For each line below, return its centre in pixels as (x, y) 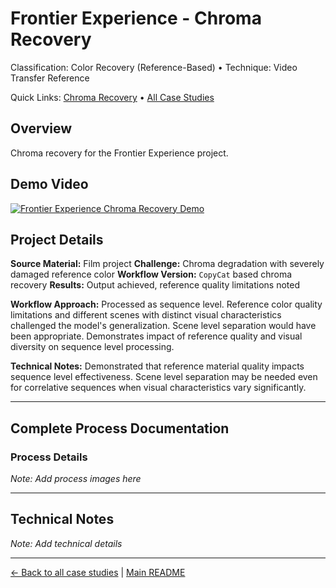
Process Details (49, 457)
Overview (41, 128)
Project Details (57, 239)
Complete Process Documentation (120, 428)
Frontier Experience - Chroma (136, 18)
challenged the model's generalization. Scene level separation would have (163, 326)
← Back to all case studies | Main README (98, 572)
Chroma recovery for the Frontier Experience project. (119, 153)
